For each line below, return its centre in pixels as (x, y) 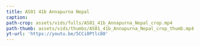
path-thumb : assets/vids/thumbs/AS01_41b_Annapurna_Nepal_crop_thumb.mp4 (100, 28)
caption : (17, 17)
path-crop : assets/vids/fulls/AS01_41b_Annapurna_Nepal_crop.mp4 (89, 23)
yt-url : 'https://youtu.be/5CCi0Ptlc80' (57, 34)
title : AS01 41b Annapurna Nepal (48, 12)
